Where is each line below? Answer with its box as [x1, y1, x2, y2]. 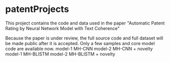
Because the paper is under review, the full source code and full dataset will [5, 35, 163, 41]
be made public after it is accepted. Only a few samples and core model [5, 40, 155, 46]
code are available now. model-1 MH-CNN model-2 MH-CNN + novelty [5, 45, 153, 51]
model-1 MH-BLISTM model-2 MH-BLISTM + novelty [5, 51, 115, 57]
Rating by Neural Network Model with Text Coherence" [5, 25, 120, 31]
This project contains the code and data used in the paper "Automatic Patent [5, 20, 165, 26]
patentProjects [5, 3, 69, 15]
